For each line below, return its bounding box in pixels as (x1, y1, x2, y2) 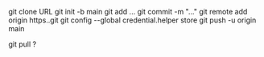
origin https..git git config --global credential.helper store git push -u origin (8, 15, 257, 25)
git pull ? (8, 39, 37, 49)
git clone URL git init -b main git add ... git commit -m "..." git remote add (8, 7, 248, 16)
